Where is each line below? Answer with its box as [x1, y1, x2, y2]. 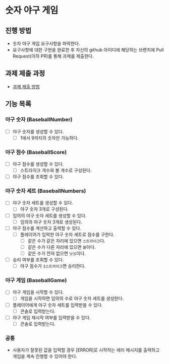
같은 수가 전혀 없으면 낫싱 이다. [27, 250, 86, 256]
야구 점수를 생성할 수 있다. [12, 161, 64, 167]
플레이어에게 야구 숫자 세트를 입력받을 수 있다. [12, 302, 103, 308]
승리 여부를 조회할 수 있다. [12, 256, 64, 262]
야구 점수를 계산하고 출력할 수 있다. [12, 225, 82, 231]
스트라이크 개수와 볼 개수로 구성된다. [20, 167, 92, 173]
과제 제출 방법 [12, 84, 40, 90]
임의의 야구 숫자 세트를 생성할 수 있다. [12, 212, 87, 219]
